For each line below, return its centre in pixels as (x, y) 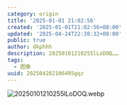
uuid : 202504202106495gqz (45, 73)
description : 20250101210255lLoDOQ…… (63, 54)
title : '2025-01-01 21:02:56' (52, 21)
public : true (27, 40)
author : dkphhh (30, 47)
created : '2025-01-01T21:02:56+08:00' (65, 27)
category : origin (33, 14)
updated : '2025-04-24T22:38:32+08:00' (65, 34)
